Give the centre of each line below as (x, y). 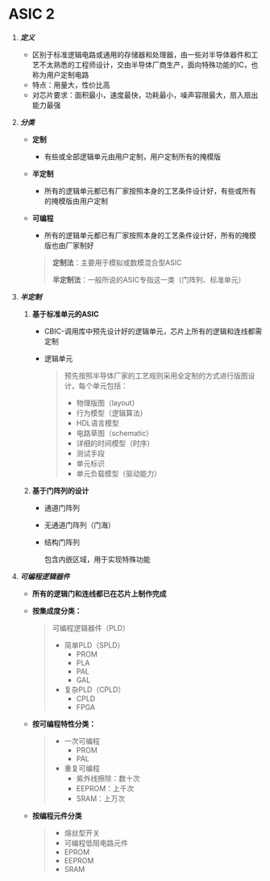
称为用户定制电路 (60, 74)
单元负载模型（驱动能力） (118, 473)
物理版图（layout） (108, 403)
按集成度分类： (57, 610)
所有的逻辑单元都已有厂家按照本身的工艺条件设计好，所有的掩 (147, 235)
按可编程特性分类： (64, 724)
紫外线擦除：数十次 (108, 778)
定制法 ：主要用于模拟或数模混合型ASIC (117, 262)
